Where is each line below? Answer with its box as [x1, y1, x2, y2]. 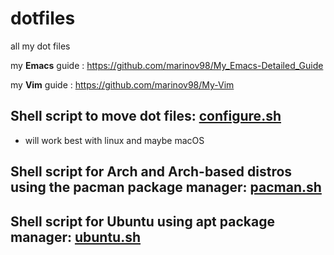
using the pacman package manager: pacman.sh [10, 179, 322, 196]
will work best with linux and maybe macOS [24, 134, 205, 146]
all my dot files [10, 40, 71, 52]
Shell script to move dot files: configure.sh [10, 108, 282, 125]
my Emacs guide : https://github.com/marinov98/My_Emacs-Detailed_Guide [10, 59, 324, 71]
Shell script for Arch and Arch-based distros [10, 163, 293, 181]
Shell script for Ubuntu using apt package [10, 213, 275, 230]
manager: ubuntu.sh [10, 228, 142, 246]
